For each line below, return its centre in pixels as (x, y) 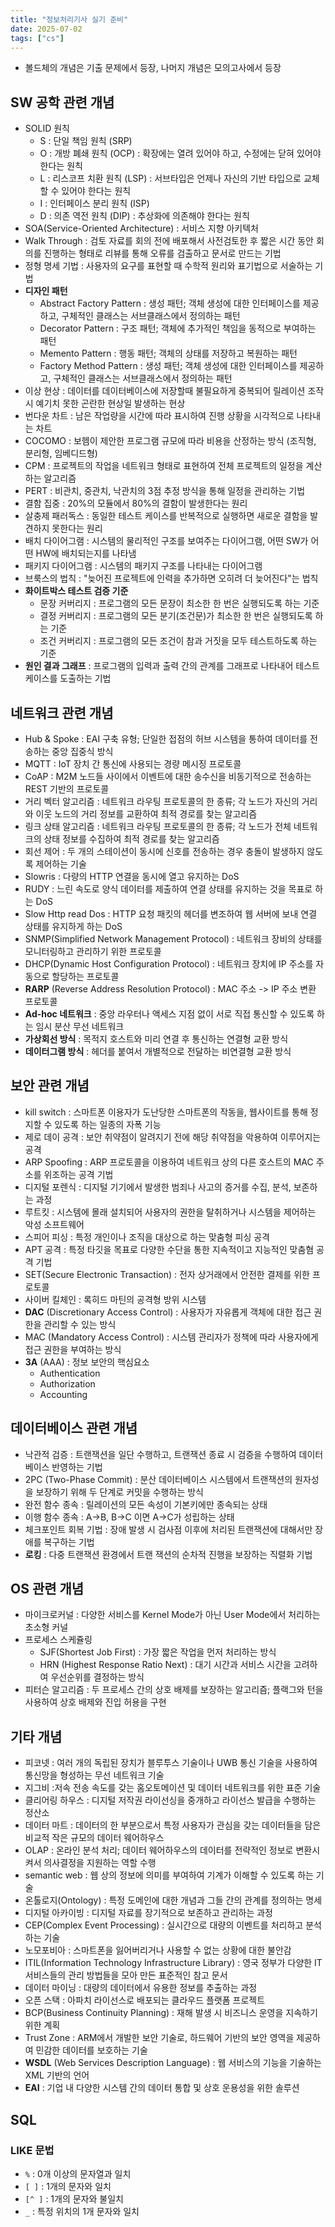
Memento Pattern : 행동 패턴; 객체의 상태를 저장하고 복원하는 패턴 (168, 353)
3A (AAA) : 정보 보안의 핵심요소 (87, 1362)
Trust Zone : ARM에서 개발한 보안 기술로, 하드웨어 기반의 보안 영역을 (159, 2038)
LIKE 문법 (32, 2150)
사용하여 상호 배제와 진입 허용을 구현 (95, 1702)
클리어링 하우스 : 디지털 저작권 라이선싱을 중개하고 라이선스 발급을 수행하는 (170, 1800)
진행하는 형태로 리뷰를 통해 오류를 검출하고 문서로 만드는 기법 (162, 253)
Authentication (70, 1373)
